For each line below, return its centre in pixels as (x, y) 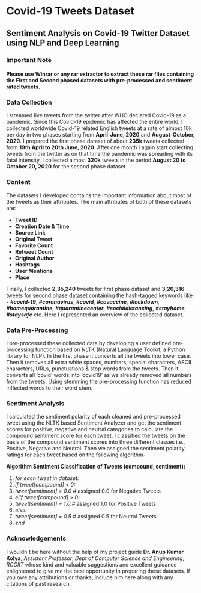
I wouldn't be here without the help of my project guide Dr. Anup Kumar (95, 552)
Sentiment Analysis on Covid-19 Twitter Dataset (98, 33)
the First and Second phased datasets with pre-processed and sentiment (99, 81)
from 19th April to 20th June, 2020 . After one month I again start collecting (100, 147)
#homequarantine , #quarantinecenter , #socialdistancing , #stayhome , (96, 308)
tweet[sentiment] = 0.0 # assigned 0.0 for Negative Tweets (88, 491)
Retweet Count (34, 251)
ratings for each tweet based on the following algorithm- (76, 455)
